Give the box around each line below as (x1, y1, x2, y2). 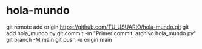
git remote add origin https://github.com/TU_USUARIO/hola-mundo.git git (6, 23, 189, 30)
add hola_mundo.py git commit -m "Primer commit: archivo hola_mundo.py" (6, 29, 197, 36)
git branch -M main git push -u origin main (6, 36, 112, 43)
